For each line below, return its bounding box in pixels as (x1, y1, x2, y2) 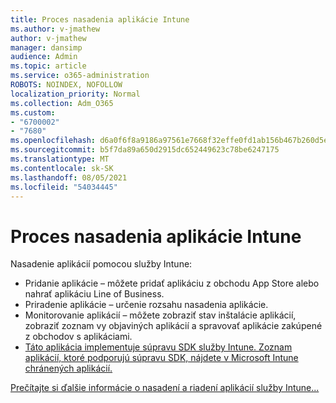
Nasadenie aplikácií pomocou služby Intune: (10, 258, 193, 270)
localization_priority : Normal (10, 89, 141, 99)
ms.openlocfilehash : (10, 136, 97, 146)
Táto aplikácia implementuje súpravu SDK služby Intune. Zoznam (24, 341, 293, 353)
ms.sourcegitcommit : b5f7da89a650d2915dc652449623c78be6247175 (10, 145, 280, 155)
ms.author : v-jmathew (10, 24, 101, 34)
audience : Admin (10, 52, 78, 62)
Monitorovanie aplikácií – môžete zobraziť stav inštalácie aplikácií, (24, 309, 297, 321)
